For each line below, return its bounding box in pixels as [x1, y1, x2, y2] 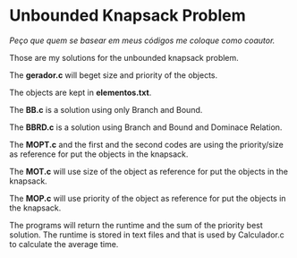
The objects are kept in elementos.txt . [9, 87, 152, 98]
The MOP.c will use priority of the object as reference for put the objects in [9, 193, 286, 203]
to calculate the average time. [9, 238, 119, 249]
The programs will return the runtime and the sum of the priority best [9, 219, 264, 230]
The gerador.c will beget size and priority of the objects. [9, 69, 218, 81]
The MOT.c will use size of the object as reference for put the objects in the [9, 166, 289, 176]
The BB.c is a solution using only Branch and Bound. [9, 104, 203, 115]
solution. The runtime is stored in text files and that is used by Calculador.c [9, 229, 284, 240]
